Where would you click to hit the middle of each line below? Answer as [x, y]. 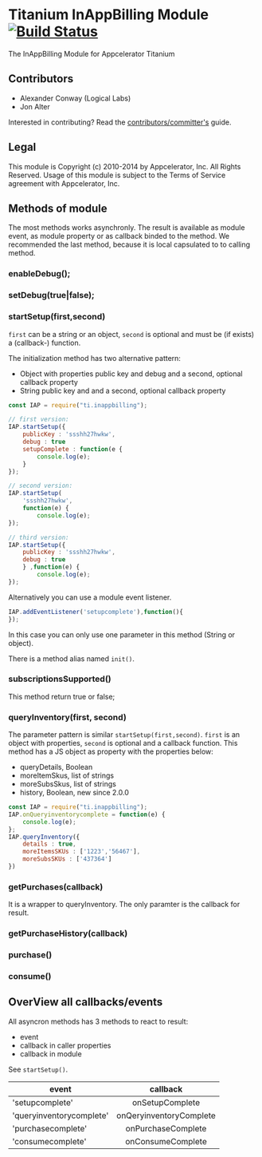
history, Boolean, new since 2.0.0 [74, 793]
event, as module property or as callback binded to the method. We [119, 236]
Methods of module [58, 208]
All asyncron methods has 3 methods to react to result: [98, 1021]
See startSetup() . [38, 1069]
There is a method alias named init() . [72, 658]
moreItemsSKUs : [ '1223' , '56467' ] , [82, 852]
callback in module [51, 1054]
